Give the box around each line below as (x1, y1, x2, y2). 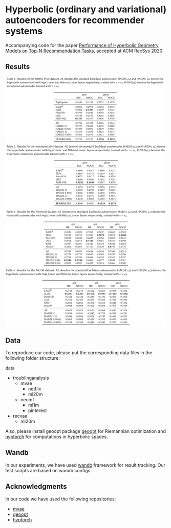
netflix (28, 385, 41, 392)
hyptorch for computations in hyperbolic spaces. (5, 433, 108, 440)
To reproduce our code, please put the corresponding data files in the (5, 349, 153, 356)
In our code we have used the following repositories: (5, 496, 116, 502)
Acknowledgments (5, 482, 68, 491)
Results (5, 62, 30, 71)
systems (5, 26, 43, 37)
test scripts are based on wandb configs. (5, 467, 92, 473)
